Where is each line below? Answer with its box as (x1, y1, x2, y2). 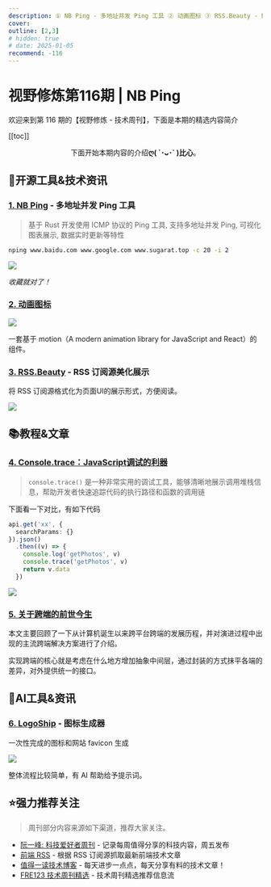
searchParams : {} (15, 528, 74, 536)
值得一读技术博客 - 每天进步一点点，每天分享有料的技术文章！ (19, 860, 226, 869)
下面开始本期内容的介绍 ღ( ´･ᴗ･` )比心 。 (70, 147, 201, 158)
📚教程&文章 (8, 427, 70, 441)
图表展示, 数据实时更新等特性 (27, 229, 125, 239)
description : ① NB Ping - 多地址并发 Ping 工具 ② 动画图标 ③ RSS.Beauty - (8, 11, 258, 20)
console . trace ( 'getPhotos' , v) (23, 558, 128, 566)
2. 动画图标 (8, 299, 52, 310)
